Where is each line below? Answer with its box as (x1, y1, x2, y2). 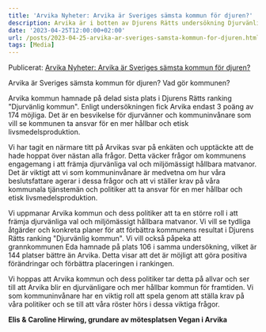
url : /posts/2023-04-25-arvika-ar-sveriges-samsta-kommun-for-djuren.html (8, 33, 260, 42)
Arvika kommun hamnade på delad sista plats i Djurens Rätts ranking (8, 93, 232, 103)
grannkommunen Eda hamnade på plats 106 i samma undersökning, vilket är (8, 242, 257, 252)
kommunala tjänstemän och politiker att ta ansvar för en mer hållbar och (8, 185, 243, 194)
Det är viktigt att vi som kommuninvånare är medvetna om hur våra (8, 168, 226, 177)
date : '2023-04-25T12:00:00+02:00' (8, 26, 126, 34)
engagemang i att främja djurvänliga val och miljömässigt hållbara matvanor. (8, 159, 257, 169)
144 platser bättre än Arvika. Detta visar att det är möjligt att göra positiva (8, 250, 248, 260)
